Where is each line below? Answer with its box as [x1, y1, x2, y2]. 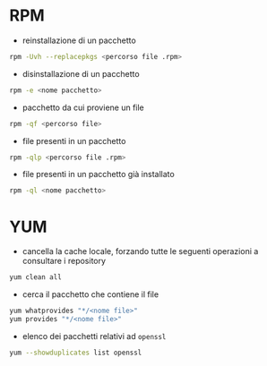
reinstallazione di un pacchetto [22, 35, 136, 46]
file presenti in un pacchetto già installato [22, 169, 175, 180]
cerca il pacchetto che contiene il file [22, 289, 159, 300]
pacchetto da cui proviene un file [22, 102, 145, 113]
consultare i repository [22, 256, 106, 267]
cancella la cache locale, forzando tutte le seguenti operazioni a [22, 246, 259, 257]
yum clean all [9, 273, 63, 282]
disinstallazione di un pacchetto [22, 68, 141, 79]
